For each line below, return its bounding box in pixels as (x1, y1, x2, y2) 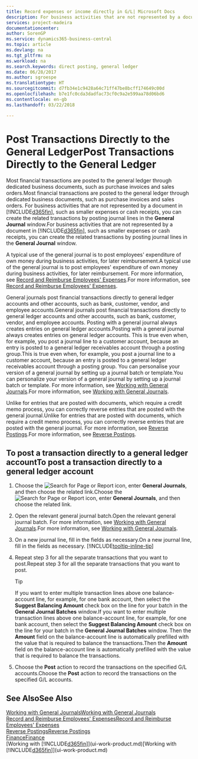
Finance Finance (6, 734, 45, 741)
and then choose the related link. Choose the (14, 488, 123, 496)
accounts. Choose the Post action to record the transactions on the (14, 670, 177, 677)
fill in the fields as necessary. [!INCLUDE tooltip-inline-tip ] (14, 542, 154, 549)
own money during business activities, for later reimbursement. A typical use (6, 257, 191, 264)
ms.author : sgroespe (6, 74, 57, 80)
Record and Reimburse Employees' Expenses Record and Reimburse (6, 715, 171, 722)
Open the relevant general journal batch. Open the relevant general (14, 512, 176, 519)
